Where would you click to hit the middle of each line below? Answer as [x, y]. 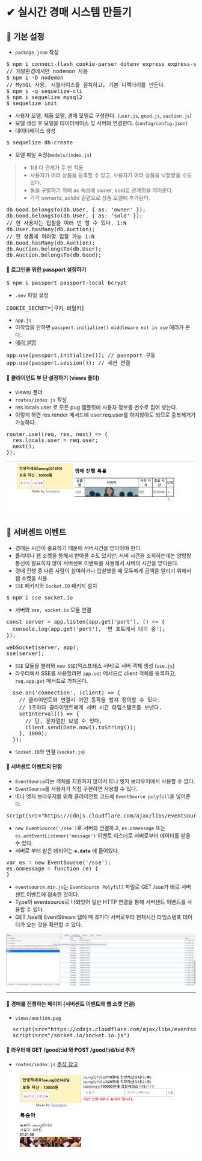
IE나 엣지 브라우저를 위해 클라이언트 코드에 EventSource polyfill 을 [95, 796]
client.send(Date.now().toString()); [81, 727]
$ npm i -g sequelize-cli [44, 91]
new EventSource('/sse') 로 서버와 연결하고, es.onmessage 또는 [90, 828]
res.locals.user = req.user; [55, 440]
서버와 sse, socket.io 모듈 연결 [53, 610]
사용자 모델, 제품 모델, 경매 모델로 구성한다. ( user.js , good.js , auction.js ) [103, 116]
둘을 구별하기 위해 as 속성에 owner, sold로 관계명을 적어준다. [102, 190]
